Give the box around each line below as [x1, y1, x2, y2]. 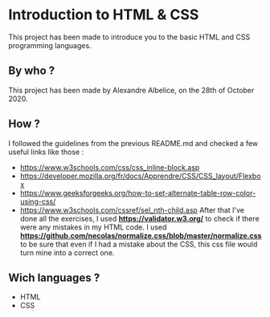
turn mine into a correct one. [19, 247, 115, 258]
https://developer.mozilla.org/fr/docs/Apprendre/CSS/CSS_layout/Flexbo [19, 171, 261, 181]
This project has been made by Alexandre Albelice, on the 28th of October [8, 85, 255, 95]
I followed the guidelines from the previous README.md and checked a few [8, 138, 259, 148]
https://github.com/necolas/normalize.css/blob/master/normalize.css [19, 230, 262, 240]
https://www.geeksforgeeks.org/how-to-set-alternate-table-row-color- [19, 188, 256, 197]
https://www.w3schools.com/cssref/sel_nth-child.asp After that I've [19, 205, 245, 214]
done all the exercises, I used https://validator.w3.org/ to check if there [19, 213, 260, 223]
